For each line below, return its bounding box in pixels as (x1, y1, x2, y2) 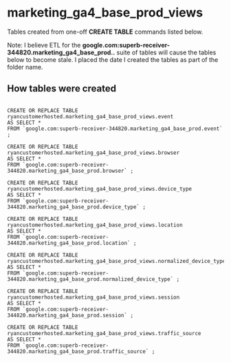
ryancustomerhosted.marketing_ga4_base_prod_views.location (7, 222, 184, 228)
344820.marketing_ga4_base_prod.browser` (7, 167, 128, 174)
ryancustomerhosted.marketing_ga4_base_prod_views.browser (7, 149, 180, 156)
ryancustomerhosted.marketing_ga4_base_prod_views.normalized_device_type (7, 257, 226, 264)
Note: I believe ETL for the (7, 41, 81, 49)
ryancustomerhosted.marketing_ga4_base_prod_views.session (7, 294, 180, 301)
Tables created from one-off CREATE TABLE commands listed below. (7, 28, 203, 36)
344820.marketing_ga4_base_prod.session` (7, 312, 128, 319)
